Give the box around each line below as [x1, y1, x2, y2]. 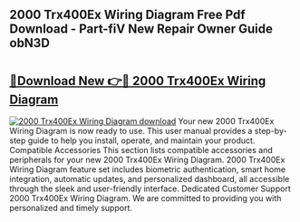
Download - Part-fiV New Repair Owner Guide [9, 22, 274, 37]
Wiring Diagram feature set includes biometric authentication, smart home [9, 164, 286, 175]
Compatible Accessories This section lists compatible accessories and [9, 145, 274, 155]
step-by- [254, 126, 287, 136]
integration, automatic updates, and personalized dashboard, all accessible [9, 174, 290, 184]
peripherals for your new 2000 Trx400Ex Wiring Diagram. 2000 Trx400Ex [9, 154, 285, 165]
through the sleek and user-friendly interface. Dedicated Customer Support [9, 183, 292, 194]
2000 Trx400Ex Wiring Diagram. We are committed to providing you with [9, 193, 282, 203]
